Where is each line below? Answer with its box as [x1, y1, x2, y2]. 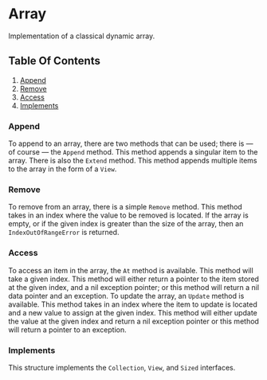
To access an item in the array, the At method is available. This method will [8, 265, 253, 275]
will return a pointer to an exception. [8, 324, 127, 335]
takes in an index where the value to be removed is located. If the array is [8, 210, 249, 220]
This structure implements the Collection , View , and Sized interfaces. [8, 362, 236, 372]
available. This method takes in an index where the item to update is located [8, 300, 257, 309]
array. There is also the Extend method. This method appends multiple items [8, 156, 257, 166]
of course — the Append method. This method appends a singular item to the [8, 147, 258, 157]
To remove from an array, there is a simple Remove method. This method [8, 202, 243, 212]
